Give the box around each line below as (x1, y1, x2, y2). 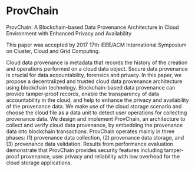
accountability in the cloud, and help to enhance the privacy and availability (6, 96, 190, 104)
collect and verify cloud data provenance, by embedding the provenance (6, 121, 183, 128)
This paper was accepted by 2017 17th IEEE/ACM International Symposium (6, 41, 187, 48)
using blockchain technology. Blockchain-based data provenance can (6, 84, 176, 91)
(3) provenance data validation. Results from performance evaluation (6, 140, 174, 147)
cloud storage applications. (6, 159, 72, 166)
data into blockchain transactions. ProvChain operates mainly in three (6, 128, 175, 135)
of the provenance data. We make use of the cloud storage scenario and (6, 102, 182, 110)
